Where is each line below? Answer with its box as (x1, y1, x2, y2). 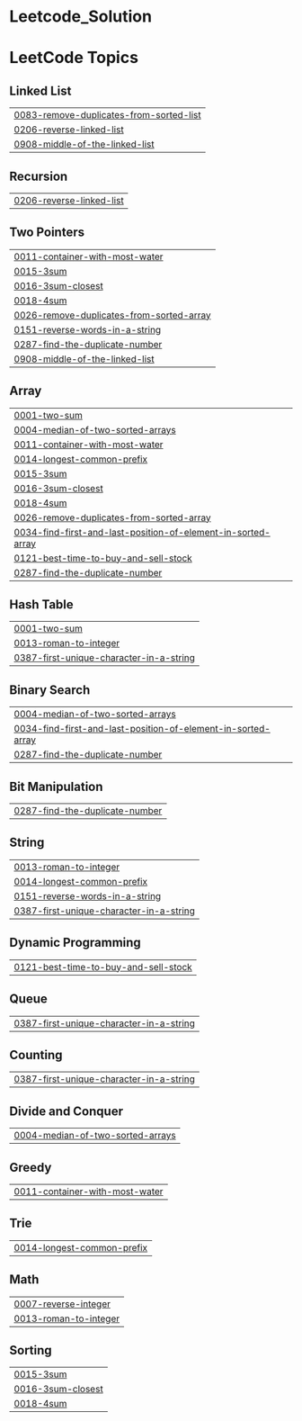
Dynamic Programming (9, 935, 141, 950)
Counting (9, 1047, 63, 1063)
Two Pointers (9, 225, 85, 240)
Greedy (9, 1159, 52, 1175)
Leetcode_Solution (9, 6, 153, 27)
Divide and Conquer (9, 1103, 124, 1119)
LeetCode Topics (9, 48, 139, 68)
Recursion (9, 168, 68, 184)
